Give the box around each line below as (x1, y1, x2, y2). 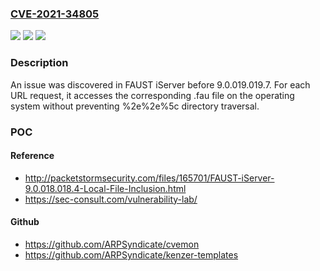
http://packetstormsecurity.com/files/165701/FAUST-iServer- (24, 172, 275, 184)
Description (10, 56, 69, 70)
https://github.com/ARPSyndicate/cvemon (24, 238, 200, 250)
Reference (10, 150, 55, 162)
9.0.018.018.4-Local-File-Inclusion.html (24, 182, 187, 194)
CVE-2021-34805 (10, 7, 100, 21)
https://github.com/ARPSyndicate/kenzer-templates (24, 248, 239, 261)
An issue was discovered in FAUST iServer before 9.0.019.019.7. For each (10, 78, 311, 91)
